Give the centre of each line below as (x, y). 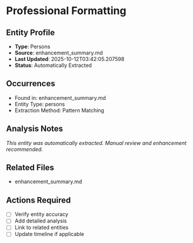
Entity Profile (30, 33)
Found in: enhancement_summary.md (60, 97)
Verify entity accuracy (41, 214)
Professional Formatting (66, 11)
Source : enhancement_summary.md (59, 53)
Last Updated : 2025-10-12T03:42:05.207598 (69, 59)
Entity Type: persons (40, 104)
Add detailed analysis (41, 221)
